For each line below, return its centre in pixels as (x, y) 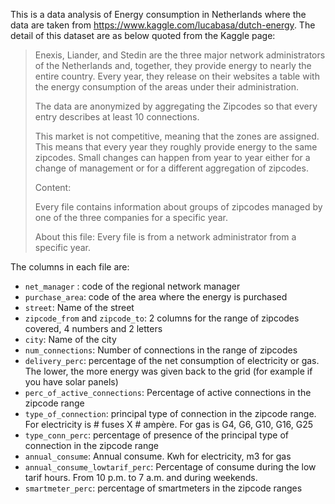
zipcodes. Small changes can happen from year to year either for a (172, 157)
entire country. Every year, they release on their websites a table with (177, 76)
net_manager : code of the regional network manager (132, 286)
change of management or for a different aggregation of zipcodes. (171, 168)
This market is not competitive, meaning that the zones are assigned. (177, 136)
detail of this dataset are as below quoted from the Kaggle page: (143, 35)
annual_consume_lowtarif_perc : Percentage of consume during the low (170, 467)
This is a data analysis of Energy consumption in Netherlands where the (158, 14)
